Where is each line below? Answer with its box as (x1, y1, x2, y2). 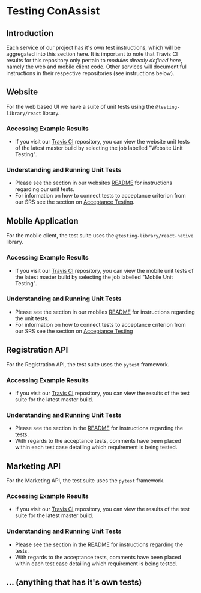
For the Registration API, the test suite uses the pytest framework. (6, 360, 170, 368)
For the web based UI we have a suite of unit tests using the (6, 103, 154, 110)
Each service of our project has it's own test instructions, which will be (6, 44, 181, 51)
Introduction (6, 28, 54, 38)
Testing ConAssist (6, 4, 100, 18)
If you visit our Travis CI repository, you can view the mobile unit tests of (14, 267, 194, 274)
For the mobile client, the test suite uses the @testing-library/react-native (6, 232, 194, 239)
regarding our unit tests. (14, 186, 75, 193)
